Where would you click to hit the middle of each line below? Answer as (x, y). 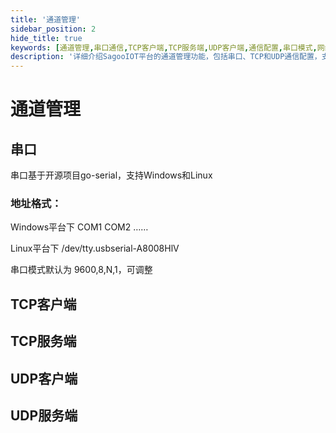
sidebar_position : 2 (53, 29)
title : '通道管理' (46, 19)
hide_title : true (46, 38)
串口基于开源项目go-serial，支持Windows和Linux (111, 175)
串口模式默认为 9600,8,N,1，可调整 (81, 270)
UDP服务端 (44, 415)
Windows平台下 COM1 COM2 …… (79, 227)
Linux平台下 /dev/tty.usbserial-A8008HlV (95, 248)
